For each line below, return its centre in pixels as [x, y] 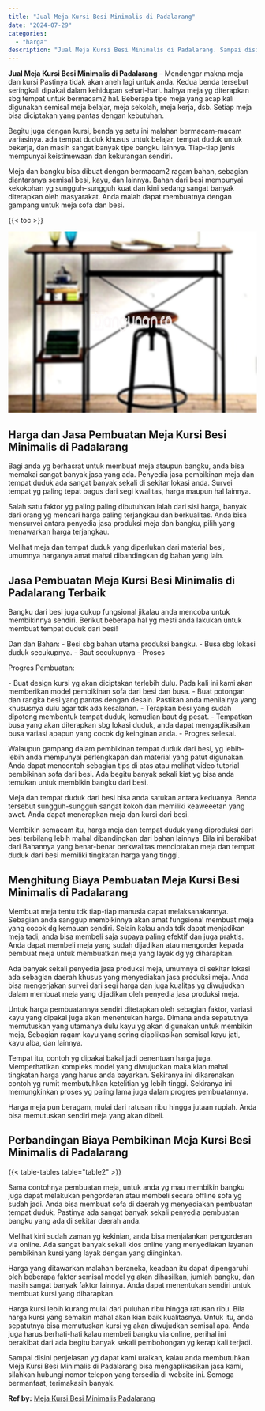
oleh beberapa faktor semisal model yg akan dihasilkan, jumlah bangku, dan [131, 1277]
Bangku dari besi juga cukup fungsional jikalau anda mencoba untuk [119, 612]
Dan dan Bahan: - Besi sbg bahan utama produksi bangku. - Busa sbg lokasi [132, 644]
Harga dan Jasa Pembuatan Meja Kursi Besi [118, 435]
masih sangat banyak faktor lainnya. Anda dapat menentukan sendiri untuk [129, 1284]
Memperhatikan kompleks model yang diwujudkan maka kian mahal [118, 1067]
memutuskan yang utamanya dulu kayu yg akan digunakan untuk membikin [131, 1026]
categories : [28, 33]
